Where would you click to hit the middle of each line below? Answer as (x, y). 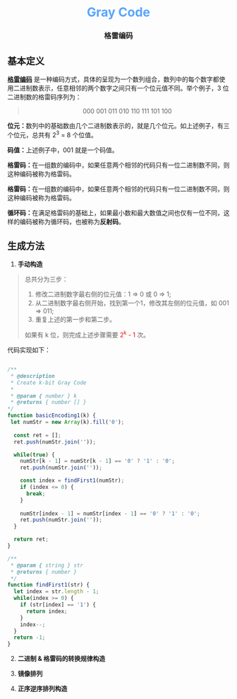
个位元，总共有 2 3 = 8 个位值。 (52, 134)
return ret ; (31, 539)
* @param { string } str (47, 565)
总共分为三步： (46, 279)
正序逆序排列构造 (42, 689)
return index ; (47, 611)
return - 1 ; (30, 637)
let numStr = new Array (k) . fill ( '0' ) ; (67, 422)
